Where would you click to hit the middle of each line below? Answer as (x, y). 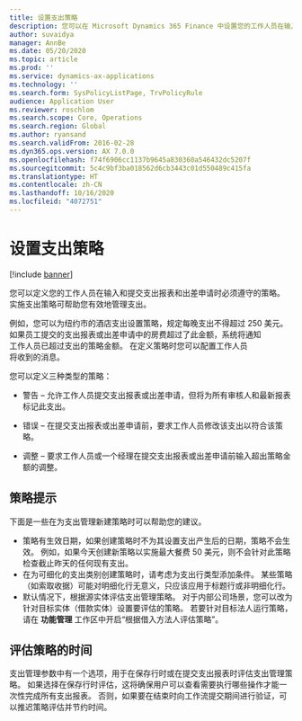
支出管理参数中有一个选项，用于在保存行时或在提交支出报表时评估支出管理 (147, 673)
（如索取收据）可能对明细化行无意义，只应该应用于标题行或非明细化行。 (156, 585)
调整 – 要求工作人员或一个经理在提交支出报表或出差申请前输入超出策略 (152, 456)
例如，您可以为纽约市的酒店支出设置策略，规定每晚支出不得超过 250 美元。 (149, 323)
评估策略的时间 (51, 650)
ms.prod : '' (31, 68)
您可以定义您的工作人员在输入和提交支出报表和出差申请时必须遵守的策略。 (147, 292)
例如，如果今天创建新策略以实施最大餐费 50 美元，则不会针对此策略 (165, 552)
